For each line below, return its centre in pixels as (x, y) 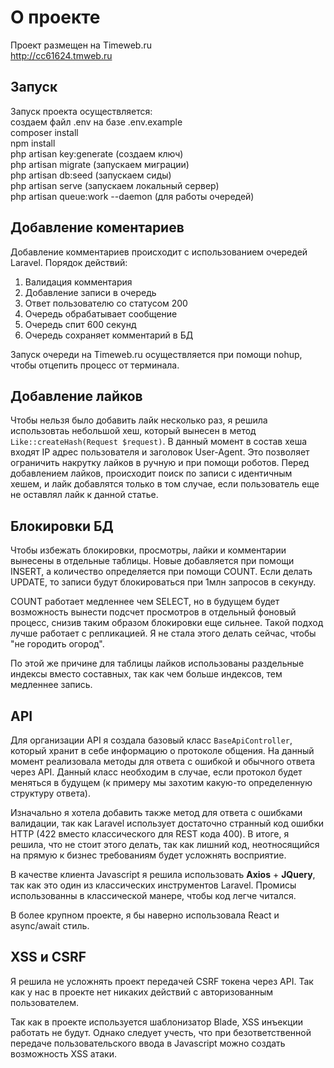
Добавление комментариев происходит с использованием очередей (159, 252)
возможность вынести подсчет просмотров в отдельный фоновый (153, 612)
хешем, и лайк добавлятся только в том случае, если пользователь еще (165, 484)
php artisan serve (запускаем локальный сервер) (115, 185)
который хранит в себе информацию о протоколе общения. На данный (162, 750)
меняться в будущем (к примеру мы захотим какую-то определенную (161, 782)
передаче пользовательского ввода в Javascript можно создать (148, 1043)
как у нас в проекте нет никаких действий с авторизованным (142, 992)
